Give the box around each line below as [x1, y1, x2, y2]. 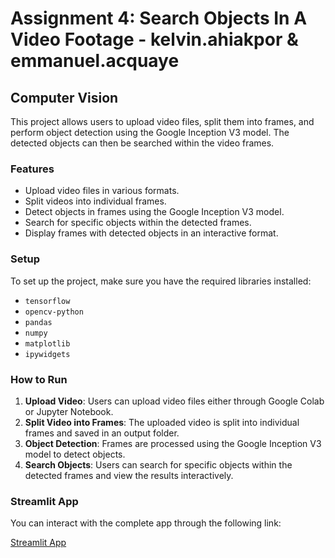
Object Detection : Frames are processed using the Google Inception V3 [24, 437, 322, 449]
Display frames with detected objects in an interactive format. [24, 227, 279, 239]
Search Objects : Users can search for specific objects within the [24, 458, 293, 471]
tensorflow [24, 296, 71, 306]
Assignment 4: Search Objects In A [10, 7, 308, 30]
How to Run [10, 372, 68, 386]
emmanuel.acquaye [10, 50, 180, 72]
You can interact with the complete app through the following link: [10, 517, 282, 529]
